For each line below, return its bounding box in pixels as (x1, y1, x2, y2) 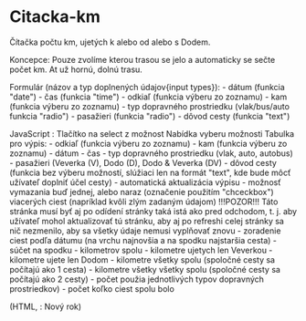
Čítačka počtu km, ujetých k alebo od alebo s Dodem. (9, 36, 211, 47)
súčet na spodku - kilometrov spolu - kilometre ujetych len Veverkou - (9, 244, 273, 255)
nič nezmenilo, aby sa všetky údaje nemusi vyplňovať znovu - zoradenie (9, 225, 281, 236)
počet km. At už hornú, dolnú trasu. (9, 64, 143, 75)
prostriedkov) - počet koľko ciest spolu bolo (9, 283, 175, 294)
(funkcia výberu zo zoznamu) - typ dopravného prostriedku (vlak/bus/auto (9, 100, 290, 111)
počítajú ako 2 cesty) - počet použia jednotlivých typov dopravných (9, 274, 265, 285)
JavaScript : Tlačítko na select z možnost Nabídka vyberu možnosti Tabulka (9, 128, 295, 139)
